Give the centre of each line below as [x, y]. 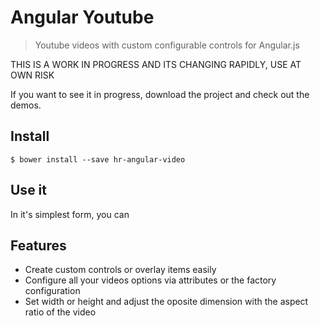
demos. [26, 105]
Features [38, 245]
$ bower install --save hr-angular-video [98, 159]
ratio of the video [60, 312]
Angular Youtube [82, 17]
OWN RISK [32, 75]
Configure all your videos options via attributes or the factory [150, 280]
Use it [28, 190]
